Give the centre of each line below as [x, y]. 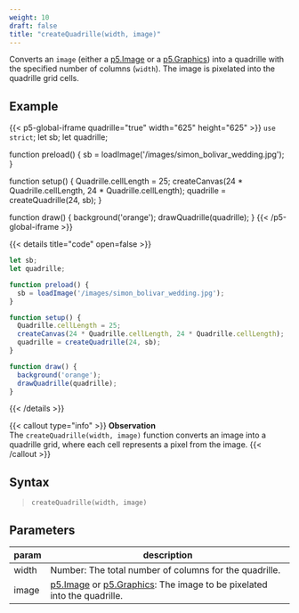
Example [34, 106]
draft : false [33, 26]
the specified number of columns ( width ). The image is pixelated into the [142, 69]
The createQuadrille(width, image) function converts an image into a [138, 435]
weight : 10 [29, 17]
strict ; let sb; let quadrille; [59, 137]
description [168, 555]
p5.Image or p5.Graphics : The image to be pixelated [159, 584]
